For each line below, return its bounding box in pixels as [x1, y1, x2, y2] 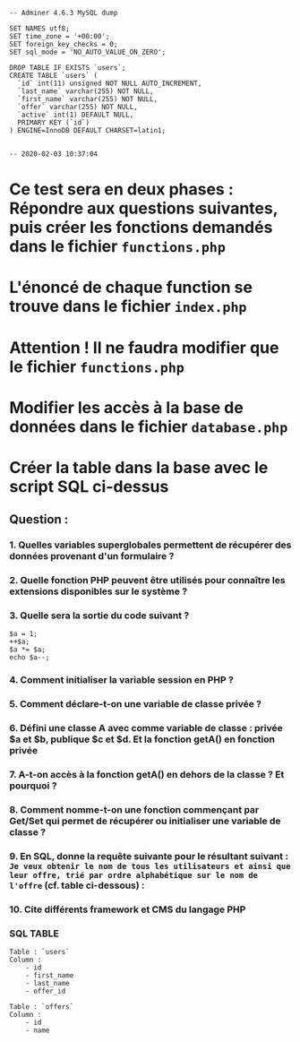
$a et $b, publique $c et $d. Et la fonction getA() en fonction [9, 733, 276, 745]
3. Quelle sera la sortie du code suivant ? [9, 609, 190, 622]
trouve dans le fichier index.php [9, 297, 247, 317]
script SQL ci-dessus [9, 476, 169, 496]
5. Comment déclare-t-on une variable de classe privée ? [9, 698, 262, 710]
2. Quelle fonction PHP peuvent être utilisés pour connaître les [9, 574, 286, 587]
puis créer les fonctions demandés [9, 218, 273, 237]
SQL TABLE [9, 927, 60, 940]
